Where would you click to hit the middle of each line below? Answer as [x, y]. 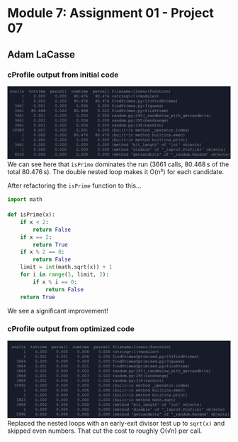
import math [25, 200]
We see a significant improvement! [58, 311]
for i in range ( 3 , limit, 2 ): [65, 275]
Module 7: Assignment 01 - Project [111, 13]
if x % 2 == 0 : [42, 252]
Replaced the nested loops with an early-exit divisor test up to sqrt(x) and [116, 424]
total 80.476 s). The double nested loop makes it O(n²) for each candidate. [116, 172]
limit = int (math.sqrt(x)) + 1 [66, 267]
